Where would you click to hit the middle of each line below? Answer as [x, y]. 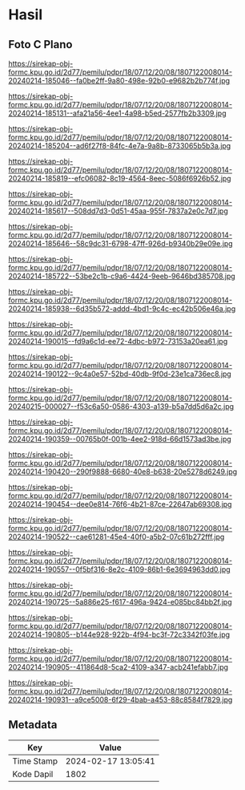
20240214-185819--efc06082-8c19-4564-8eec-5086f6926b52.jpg [120, 178]
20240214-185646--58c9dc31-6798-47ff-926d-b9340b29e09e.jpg [121, 243]
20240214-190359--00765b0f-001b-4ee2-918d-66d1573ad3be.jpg [120, 439]
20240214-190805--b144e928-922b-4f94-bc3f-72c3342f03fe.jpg [119, 634]
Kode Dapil [33, 774]
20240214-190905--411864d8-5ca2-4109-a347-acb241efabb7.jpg [118, 667]
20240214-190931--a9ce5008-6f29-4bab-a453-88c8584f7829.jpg [120, 700]
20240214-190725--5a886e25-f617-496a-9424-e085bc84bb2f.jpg [120, 602]
